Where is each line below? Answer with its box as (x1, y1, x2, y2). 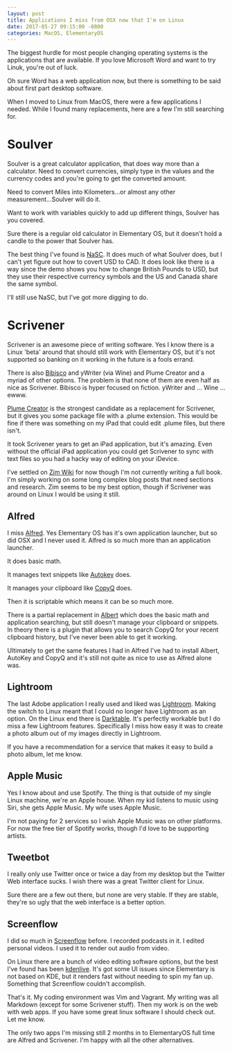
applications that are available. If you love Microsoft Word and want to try (7, 56, 216, 65)
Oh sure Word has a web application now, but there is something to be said (7, 77, 222, 85)
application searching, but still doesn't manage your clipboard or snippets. (7, 618, 220, 626)
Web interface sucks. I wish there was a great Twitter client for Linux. (7, 877, 205, 886)
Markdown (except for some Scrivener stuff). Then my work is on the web (7, 1000, 218, 1009)
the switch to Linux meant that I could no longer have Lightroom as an (7, 707, 206, 715)
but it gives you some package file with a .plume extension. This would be (7, 412, 218, 420)
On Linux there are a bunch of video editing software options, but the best (7, 957, 219, 966)
